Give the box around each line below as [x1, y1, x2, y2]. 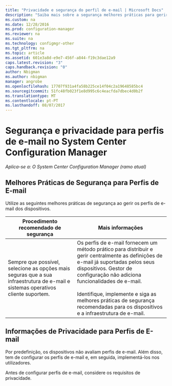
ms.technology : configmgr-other [5, 41, 74, 46]
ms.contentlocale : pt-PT [5, 98, 58, 103]
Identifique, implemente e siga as [76, 290, 157, 297]
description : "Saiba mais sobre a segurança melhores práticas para [5, 12, 155, 17]
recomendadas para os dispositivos [76, 303, 163, 310]
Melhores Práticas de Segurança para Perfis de [5, 178, 159, 187]
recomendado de [18, 224, 61, 231]
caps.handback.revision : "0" [5, 65, 68, 70]
